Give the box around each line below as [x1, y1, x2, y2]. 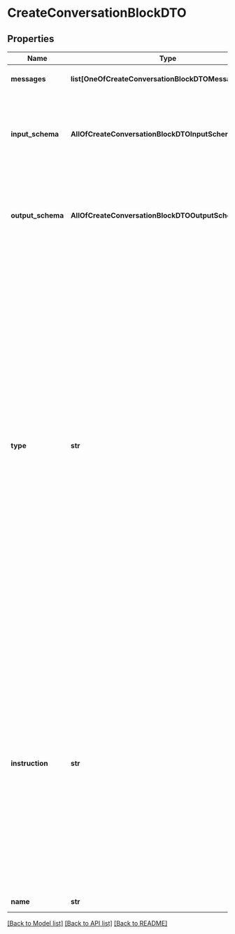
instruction [10, 758, 48, 768]
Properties [7, 33, 55, 45]
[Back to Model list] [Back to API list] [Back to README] [7, 919, 168, 927]
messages [10, 74, 46, 83]
